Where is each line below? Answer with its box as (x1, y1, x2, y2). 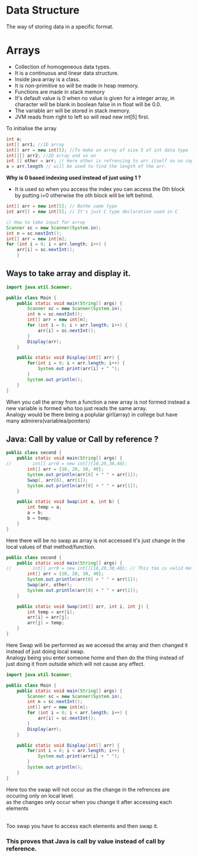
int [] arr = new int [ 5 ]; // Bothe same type (6, 203, 117, 209)
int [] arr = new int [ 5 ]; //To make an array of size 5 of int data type (6, 147, 189, 153)
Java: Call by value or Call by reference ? (6, 434, 159, 444)
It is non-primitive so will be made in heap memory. (14, 82, 140, 89)
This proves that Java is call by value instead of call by (6, 837, 165, 845)
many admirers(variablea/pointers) (6, 417, 90, 424)
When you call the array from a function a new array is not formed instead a (6, 398, 190, 406)
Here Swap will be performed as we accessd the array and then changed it (6, 641, 188, 648)
